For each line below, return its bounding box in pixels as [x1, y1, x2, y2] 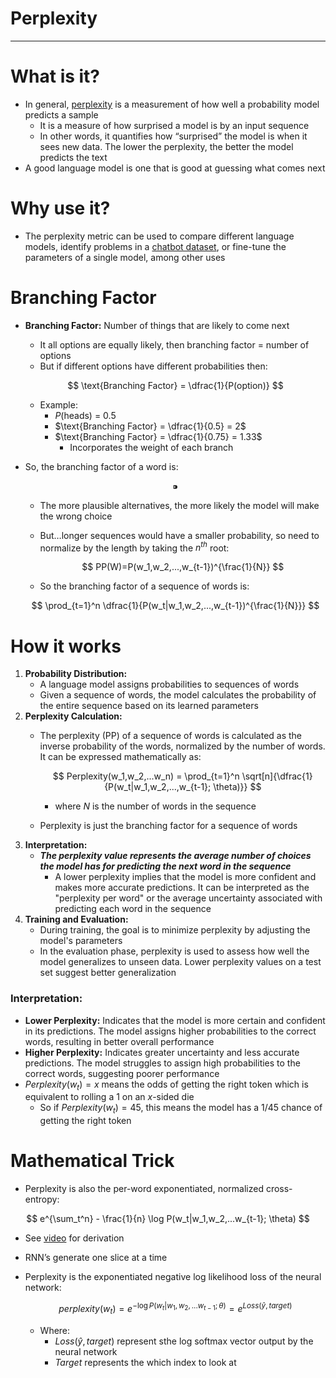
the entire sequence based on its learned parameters [39, 700, 259, 712]
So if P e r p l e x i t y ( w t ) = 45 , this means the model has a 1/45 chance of [39, 1102, 323, 1116]
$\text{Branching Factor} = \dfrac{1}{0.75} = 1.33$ [54, 430, 263, 442]
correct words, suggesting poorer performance [24, 1067, 220, 1079]
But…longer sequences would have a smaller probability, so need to [39, 529, 320, 541]
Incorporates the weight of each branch [69, 441, 234, 453]
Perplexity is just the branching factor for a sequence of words [39, 820, 298, 832]
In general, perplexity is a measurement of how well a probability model [24, 98, 320, 110]
